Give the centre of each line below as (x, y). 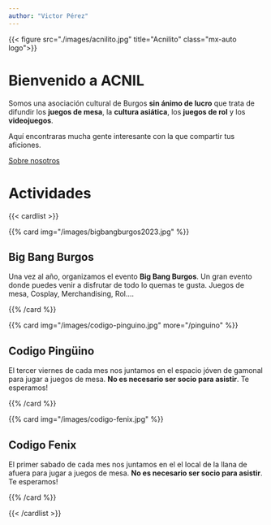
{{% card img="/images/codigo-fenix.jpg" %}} (86, 419)
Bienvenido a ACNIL (76, 80)
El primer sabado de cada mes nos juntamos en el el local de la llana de (128, 464)
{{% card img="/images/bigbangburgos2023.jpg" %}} (99, 232)
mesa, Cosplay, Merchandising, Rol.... (71, 294)
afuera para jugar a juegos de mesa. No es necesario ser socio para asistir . (135, 473)
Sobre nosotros (34, 160)
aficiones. (25, 145)
